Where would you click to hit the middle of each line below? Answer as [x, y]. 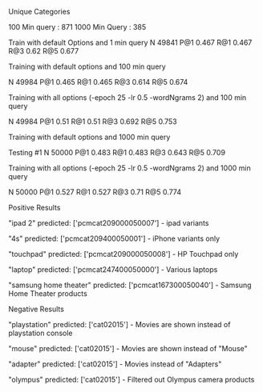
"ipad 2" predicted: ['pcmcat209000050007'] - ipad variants [109, 223]
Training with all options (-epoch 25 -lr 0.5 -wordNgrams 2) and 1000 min [129, 168]
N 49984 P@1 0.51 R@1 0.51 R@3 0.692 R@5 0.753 [93, 122]
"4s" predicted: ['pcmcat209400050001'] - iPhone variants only [114, 238]
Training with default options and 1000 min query [89, 137]
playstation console [40, 333]
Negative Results [36, 309]
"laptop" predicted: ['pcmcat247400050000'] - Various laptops [113, 270]
